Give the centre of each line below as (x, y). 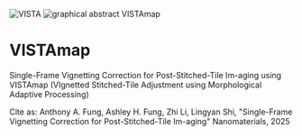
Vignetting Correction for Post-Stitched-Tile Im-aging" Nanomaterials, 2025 (150, 121)
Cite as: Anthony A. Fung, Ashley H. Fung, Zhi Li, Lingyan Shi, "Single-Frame (151, 112)
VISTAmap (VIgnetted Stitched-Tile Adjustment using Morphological (136, 85)
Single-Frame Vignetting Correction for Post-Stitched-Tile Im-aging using (146, 75)
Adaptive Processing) (49, 94)
